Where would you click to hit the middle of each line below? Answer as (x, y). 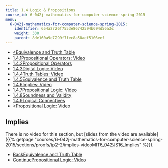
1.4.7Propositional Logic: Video (45, 90)
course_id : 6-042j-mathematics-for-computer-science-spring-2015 (75, 15)
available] (149, 134)
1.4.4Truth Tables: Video (38, 74)
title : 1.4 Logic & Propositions (40, 10)
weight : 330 (27, 33)
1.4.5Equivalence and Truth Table (47, 79)
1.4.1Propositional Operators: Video (49, 58)
